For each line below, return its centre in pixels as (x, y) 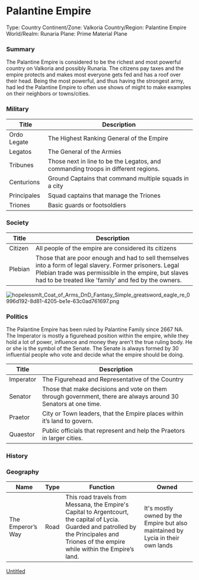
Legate (19, 142)
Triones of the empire (95, 542)
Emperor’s (23, 527)
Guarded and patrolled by (101, 527)
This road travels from (96, 497)
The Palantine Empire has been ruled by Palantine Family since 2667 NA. (95, 330)
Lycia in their (162, 538)
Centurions (25, 182)
